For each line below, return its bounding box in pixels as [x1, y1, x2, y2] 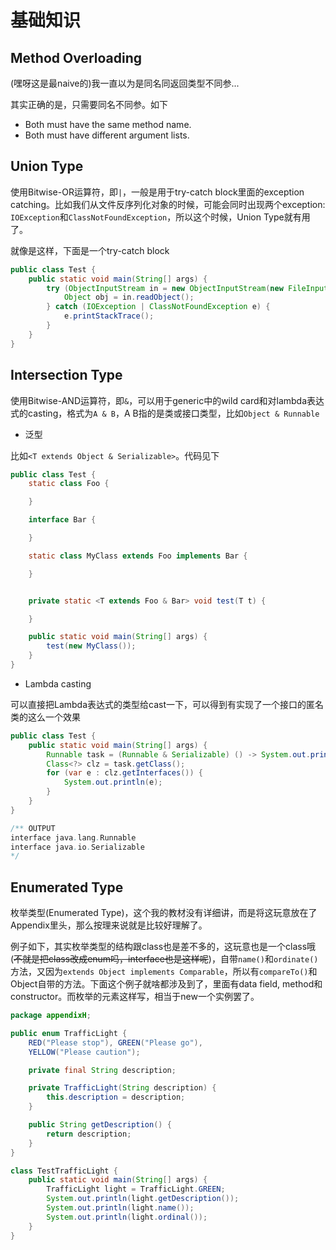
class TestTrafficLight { [10, 1166, 118, 1176]
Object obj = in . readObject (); [63, 292, 195, 303]
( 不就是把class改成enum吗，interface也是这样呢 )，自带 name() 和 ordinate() [10, 953, 319, 965]
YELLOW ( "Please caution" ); [28, 1047, 141, 1057]
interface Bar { [28, 515, 97, 525]
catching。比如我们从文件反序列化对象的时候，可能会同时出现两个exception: [10, 198, 326, 210]
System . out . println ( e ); [63, 777, 163, 788]
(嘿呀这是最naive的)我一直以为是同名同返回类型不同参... [10, 77, 240, 89]
